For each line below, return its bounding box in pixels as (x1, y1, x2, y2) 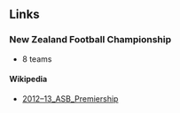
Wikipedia (9, 74, 48, 85)
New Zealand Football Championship (9, 34, 172, 46)
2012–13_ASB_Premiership (21, 93, 119, 104)
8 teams (21, 53, 52, 64)
